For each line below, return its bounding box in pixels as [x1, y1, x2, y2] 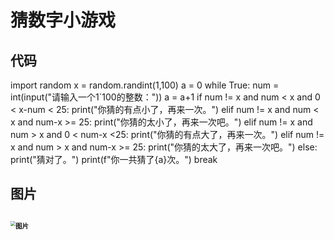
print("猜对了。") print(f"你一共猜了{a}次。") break [10, 154, 218, 165]
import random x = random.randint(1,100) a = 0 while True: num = [10, 79, 280, 91]
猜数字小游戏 [10, 9, 117, 32]
